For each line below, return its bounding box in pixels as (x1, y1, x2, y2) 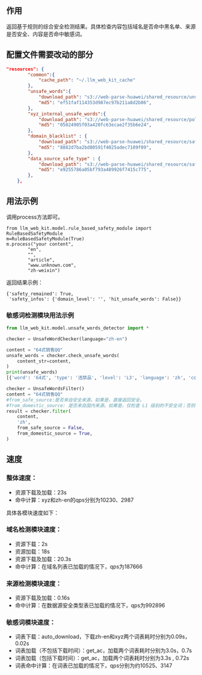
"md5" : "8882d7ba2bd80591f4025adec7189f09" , (38, 144, 152, 151)
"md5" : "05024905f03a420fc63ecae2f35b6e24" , (38, 122, 152, 128)
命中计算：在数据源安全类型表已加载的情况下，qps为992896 (14, 602, 165, 609)
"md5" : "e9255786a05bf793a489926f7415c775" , (38, 167, 152, 173)
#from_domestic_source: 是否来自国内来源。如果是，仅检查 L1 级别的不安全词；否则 (6, 402, 195, 408)
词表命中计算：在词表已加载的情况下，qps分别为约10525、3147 (14, 662, 173, 670)
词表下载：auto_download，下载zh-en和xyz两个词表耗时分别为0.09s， (14, 633, 191, 640)
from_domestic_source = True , (17, 431, 93, 437)
